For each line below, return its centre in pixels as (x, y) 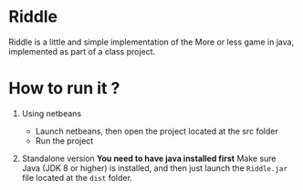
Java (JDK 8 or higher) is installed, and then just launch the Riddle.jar (155, 168)
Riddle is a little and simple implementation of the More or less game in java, (151, 42)
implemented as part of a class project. (82, 51)
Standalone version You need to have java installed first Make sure (149, 158)
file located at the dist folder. (77, 177)
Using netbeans (52, 113)
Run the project (64, 140)
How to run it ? (64, 89)
